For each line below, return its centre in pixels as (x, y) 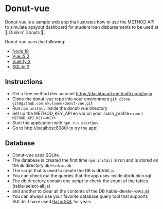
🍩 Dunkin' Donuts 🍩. (25, 32)
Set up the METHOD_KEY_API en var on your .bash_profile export (78, 113)
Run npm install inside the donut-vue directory (60, 108)
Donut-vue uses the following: (35, 41)
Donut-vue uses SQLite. (36, 155)
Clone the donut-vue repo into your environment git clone (71, 99)
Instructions (24, 82)
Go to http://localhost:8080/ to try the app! (55, 128)
